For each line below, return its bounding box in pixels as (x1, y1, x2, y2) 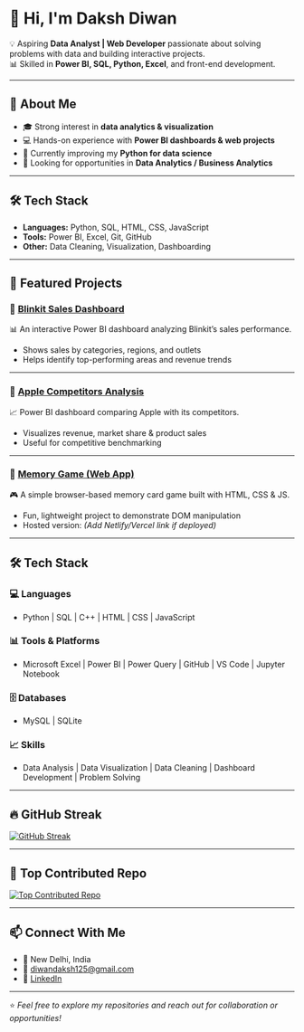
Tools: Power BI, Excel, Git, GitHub (22, 231, 152, 242)
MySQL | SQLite (22, 715, 83, 726)
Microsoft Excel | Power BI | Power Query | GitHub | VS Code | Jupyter (22, 658, 285, 669)
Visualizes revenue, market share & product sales (22, 427, 207, 438)
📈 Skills (9, 739, 45, 752)
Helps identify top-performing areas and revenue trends (22, 355, 233, 365)
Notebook (22, 668, 61, 679)
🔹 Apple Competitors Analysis (9, 385, 145, 398)
